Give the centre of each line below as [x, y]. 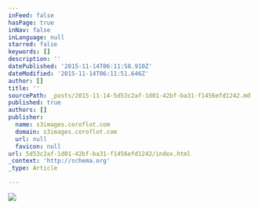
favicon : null [38, 146]
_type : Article [33, 168]
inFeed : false [31, 15]
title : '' [24, 88]
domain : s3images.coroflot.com [66, 132]
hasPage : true [31, 23]
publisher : [26, 117]
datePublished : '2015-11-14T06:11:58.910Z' [80, 67]
